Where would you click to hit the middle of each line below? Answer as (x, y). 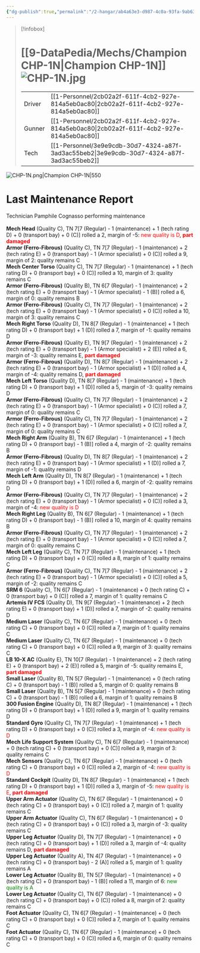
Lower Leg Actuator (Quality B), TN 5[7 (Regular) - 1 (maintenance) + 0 (94, 875)
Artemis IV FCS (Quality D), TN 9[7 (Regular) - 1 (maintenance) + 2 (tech (95, 602)
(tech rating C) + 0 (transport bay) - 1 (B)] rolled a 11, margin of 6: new (92, 881)
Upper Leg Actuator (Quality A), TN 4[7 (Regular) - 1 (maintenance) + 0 (94, 856)
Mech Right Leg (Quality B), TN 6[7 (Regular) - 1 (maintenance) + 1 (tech (95, 513)
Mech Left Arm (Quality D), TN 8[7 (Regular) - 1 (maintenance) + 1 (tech (94, 475)
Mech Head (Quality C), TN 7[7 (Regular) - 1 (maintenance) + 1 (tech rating (98, 228)
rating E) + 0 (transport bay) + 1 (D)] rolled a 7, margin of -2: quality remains (99, 608)
